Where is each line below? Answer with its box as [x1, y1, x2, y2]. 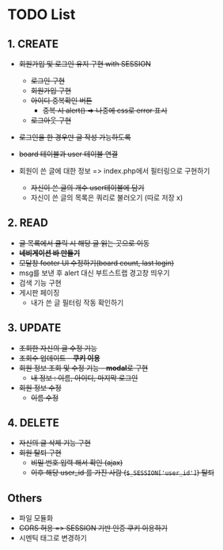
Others [7, 491, 43, 505]
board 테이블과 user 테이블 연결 [18, 149, 119, 159]
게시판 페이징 [18, 288, 60, 297]
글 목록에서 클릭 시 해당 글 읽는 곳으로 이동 [18, 238, 150, 247]
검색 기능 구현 [18, 277, 62, 287]
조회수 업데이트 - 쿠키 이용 [18, 353, 100, 362]
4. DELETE [7, 416, 60, 430]
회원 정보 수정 [18, 383, 62, 392]
